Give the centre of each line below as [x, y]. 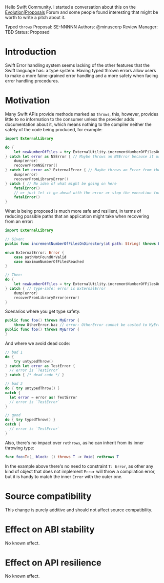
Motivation [28, 101]
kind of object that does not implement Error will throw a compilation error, [80, 471]
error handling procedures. [32, 80]
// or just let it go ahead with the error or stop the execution [83, 193]
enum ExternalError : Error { [35, 252]
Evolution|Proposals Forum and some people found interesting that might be [82, 12]
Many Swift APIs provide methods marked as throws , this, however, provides [82, 114]
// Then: [14, 275]
